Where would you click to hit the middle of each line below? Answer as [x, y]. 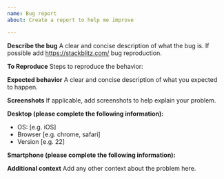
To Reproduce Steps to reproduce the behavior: [75, 66]
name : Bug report [32, 13]
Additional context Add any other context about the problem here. [102, 168]
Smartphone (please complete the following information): [91, 155]
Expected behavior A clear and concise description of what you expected [112, 79]
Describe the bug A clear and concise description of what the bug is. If [108, 45]
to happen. [22, 87]
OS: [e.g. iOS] [37, 127]
